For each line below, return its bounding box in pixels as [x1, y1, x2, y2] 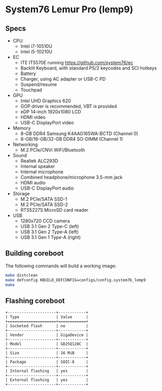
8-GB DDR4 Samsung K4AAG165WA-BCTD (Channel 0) [20, 131, 139, 137]
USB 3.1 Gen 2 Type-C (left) [20, 224, 79, 229]
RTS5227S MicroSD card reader [20, 207, 89, 213]
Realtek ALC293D [20, 158, 58, 164]
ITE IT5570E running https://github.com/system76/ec [20, 60, 134, 65]
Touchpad [20, 87, 42, 93]
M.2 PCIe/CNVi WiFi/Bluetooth [20, 147, 85, 153]
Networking [12, 141, 38, 147]
